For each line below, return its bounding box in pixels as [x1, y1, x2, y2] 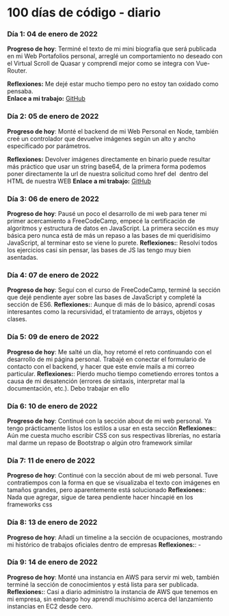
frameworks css [7, 500, 53, 508]
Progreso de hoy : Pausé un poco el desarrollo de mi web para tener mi [7, 210, 207, 218]
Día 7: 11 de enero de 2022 [7, 456, 96, 465]
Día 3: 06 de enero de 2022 [7, 194, 99, 204]
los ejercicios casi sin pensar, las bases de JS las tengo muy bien [7, 246, 191, 254]
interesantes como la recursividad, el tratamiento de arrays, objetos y [7, 308, 203, 316]
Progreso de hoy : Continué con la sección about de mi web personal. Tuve [7, 471, 219, 480]
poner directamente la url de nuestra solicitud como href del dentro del [7, 169, 208, 177]
